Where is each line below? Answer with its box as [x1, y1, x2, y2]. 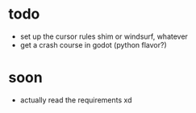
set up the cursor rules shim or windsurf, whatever [19, 31, 188, 41]
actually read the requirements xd [19, 94, 132, 105]
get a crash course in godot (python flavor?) [19, 40, 167, 49]
